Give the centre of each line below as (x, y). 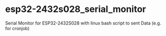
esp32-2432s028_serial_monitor (76, 9)
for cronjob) (17, 28)
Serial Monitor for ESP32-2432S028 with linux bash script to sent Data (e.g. (83, 23)
